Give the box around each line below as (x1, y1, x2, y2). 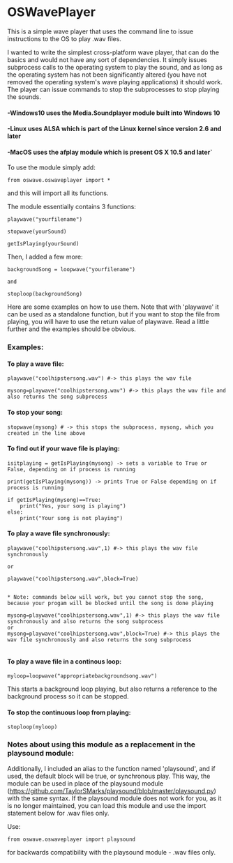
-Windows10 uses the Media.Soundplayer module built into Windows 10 (7, 109, 220, 117)
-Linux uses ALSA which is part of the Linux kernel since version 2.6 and (7, 125, 222, 133)
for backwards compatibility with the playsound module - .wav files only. (7, 848, 216, 856)
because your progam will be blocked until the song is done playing (7, 600, 214, 607)
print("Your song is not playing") (20, 514, 123, 521)
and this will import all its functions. (7, 189, 109, 197)
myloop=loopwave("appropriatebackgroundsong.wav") (7, 673, 158, 680)
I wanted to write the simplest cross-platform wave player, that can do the (7, 48, 220, 56)
